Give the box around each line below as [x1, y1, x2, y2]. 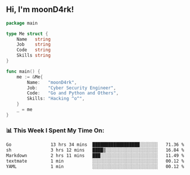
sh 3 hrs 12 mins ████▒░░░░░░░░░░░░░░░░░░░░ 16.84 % [6, 147, 184, 153]
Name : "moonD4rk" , [27, 79, 77, 85]
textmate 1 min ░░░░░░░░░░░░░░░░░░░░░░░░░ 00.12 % [6, 158, 184, 164]
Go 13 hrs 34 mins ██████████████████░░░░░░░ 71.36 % [6, 142, 184, 148]
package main [6, 20, 38, 26]
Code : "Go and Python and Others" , [27, 90, 119, 96]
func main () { [6, 68, 41, 74]
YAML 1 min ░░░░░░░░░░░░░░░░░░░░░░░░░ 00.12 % [6, 163, 184, 169]
